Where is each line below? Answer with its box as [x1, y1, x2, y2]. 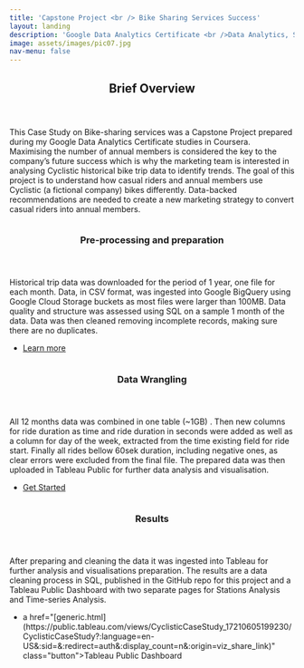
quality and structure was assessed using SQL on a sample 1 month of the [9, 305, 285, 317]
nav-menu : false [9, 47, 71, 56]
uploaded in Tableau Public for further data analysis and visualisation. [9, 464, 270, 476]
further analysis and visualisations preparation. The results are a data [9, 566, 268, 576]
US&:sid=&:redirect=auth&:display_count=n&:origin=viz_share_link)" [22, 641, 276, 652]
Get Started [22, 482, 66, 493]
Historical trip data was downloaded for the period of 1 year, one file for [9, 277, 276, 288]
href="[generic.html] [29, 612, 107, 623]
